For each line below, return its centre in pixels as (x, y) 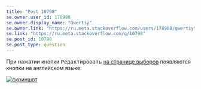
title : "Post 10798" (32, 12)
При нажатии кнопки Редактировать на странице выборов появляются (99, 61)
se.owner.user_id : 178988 (38, 17)
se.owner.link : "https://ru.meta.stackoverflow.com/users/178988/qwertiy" (101, 28)
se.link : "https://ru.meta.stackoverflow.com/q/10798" (76, 34)
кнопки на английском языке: (44, 68)
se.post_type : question (36, 45)
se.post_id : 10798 (29, 39)
